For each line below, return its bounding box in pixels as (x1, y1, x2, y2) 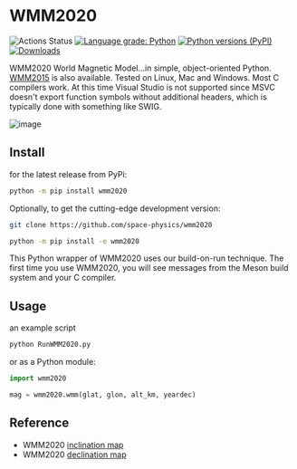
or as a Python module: (9, 357, 97, 368)
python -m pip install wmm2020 (9, 187, 128, 196)
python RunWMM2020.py (9, 340, 91, 349)
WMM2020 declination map (22, 449, 127, 460)
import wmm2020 (9, 374, 67, 383)
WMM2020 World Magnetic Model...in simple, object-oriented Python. (9, 62, 272, 73)
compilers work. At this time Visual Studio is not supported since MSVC (9, 81, 276, 92)
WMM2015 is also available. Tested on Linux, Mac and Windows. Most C (9, 72, 280, 82)
